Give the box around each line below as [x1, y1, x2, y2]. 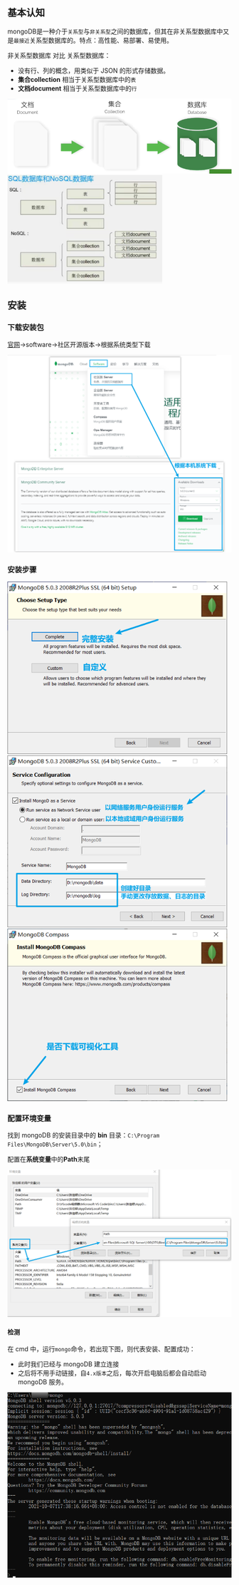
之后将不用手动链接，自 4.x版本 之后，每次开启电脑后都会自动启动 [17, 1369, 207, 1378]
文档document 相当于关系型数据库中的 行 [17, 84, 137, 93]
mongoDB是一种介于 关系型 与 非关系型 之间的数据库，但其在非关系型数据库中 [7, 27, 223, 36]
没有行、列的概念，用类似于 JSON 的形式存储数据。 [17, 66, 169, 75]
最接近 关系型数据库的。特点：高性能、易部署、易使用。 [14, 36, 173, 44]
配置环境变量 [7, 1113, 52, 1123]
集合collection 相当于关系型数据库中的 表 [17, 75, 137, 83]
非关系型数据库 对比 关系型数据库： [7, 51, 111, 59]
